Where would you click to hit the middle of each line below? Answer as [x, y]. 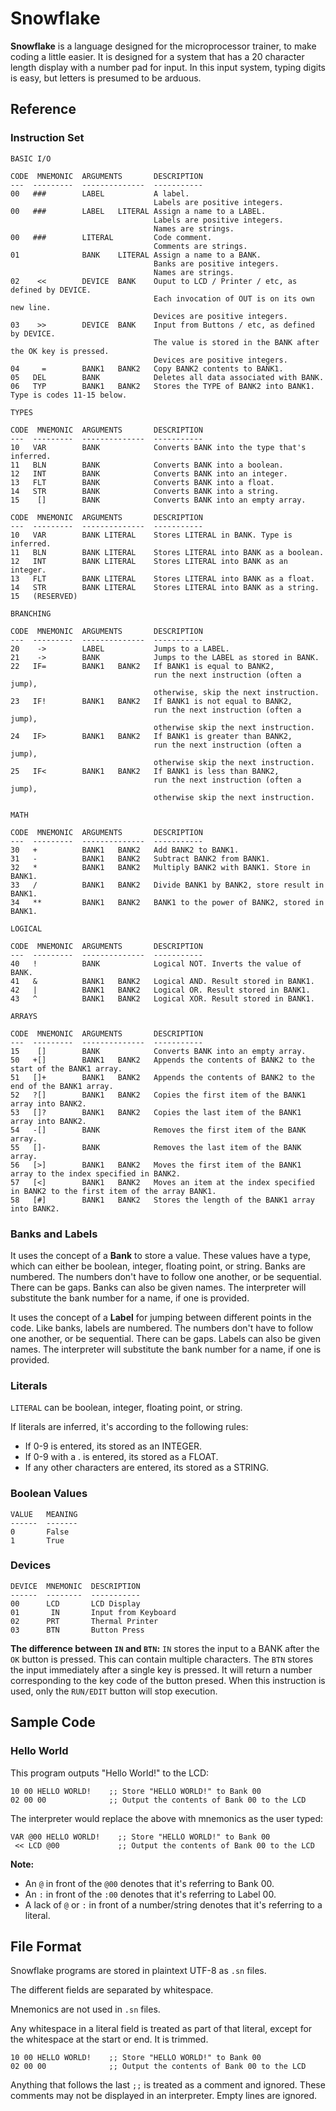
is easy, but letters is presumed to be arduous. [106, 78]
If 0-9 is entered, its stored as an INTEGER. [113, 1446]
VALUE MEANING [44, 1514]
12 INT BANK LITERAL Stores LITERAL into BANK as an [149, 561]
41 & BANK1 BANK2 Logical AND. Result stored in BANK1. [162, 981]
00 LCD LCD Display [75, 1603]
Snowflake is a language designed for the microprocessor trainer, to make [163, 46]
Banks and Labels [54, 1234]
